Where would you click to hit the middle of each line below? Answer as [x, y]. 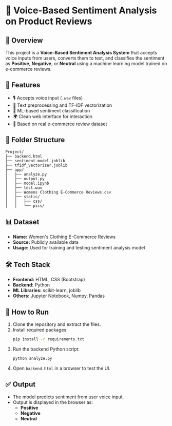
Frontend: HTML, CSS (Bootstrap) [49, 280]
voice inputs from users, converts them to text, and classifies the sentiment [85, 58]
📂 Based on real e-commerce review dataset [60, 124]
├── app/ [15, 170]
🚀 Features [23, 85]
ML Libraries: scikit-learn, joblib [47, 291]
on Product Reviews [49, 21]
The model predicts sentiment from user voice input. [68, 397]
